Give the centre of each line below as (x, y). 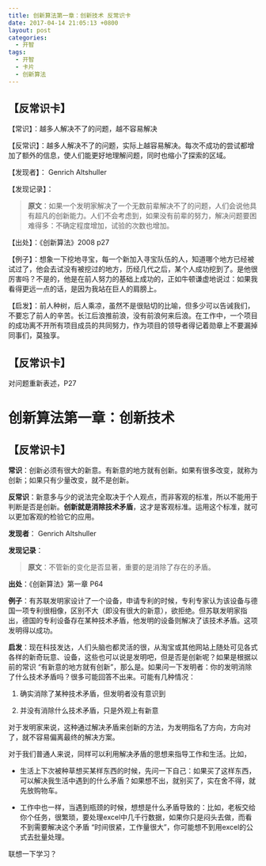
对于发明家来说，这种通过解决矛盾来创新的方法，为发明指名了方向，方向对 (129, 728)
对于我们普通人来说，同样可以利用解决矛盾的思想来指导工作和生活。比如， (129, 754)
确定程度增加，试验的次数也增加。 (118, 225)
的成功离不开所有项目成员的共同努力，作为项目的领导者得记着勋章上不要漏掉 (133, 326)
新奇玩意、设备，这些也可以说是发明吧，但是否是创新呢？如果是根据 (140, 657)
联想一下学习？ (32, 854)
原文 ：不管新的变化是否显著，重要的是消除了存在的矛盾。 (121, 567)
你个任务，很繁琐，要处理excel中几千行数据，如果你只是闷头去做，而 (132, 817)
